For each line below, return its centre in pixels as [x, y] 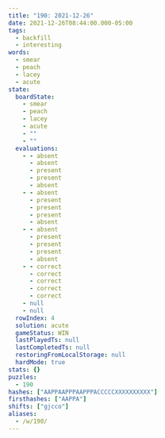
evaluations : [37, 148]
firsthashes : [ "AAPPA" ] [48, 399]
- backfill [33, 38]
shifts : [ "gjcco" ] [38, 407]
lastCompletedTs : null [53, 348]
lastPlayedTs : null [48, 340]
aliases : [23, 414]
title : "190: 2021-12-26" [51, 15]
